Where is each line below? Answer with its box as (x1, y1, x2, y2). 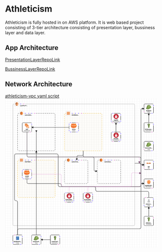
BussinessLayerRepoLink (5, 66, 55, 72)
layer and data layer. (5, 30, 46, 35)
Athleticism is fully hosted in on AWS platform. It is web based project (5, 19, 144, 25)
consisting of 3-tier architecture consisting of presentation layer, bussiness (5, 24, 155, 30)
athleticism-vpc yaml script (5, 93, 60, 99)
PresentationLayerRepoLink (5, 57, 61, 63)
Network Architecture (5, 80, 73, 88)
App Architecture (5, 44, 59, 52)
